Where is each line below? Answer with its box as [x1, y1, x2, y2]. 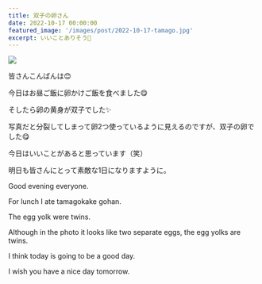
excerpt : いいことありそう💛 [8, 33, 91, 42]
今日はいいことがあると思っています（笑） [8, 148, 148, 159]
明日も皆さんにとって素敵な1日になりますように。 [8, 166, 171, 175]
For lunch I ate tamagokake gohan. [8, 197, 121, 206]
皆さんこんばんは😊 [8, 71, 71, 81]
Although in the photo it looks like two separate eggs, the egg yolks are [8, 228, 241, 237]
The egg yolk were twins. [8, 212, 91, 222]
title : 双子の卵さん [8, 11, 69, 20]
